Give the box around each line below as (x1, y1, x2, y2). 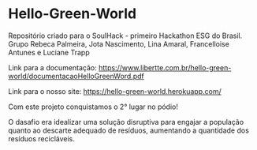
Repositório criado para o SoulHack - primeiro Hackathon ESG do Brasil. (8, 31, 243, 40)
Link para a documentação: (8, 62, 97, 72)
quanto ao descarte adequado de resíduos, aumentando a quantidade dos (8, 126, 250, 135)
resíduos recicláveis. (8, 133, 75, 143)
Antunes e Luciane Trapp (8, 47, 90, 57)
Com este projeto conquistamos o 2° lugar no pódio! (8, 102, 179, 111)
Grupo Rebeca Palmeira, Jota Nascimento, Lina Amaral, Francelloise (8, 39, 230, 48)
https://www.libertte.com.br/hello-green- (98, 62, 232, 72)
